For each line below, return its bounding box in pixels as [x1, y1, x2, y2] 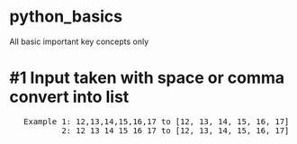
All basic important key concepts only [9, 36, 149, 47]
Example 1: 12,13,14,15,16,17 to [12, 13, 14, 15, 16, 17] [23, 116, 290, 127]
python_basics [9, 6, 123, 27]
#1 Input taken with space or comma [9, 67, 285, 88]
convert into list [9, 87, 130, 107]
